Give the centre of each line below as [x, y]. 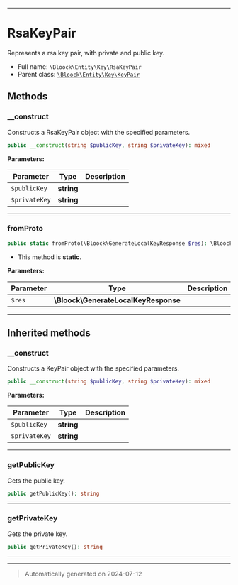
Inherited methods [49, 333]
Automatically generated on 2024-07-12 [83, 574]
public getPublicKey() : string [53, 493]
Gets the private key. [38, 534]
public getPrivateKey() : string [55, 547]
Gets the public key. [36, 481]
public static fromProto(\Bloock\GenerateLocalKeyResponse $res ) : [107, 243]
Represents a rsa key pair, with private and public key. [86, 53]
